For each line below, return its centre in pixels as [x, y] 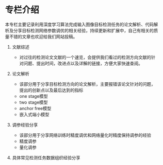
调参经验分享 [25, 125]
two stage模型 [33, 102]
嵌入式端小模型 [34, 114]
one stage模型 [34, 96]
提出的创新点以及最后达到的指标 [51, 90]
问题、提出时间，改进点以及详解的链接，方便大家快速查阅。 [83, 63]
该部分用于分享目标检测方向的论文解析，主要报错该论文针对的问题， [87, 84]
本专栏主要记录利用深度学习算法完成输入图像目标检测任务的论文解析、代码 [79, 24]
